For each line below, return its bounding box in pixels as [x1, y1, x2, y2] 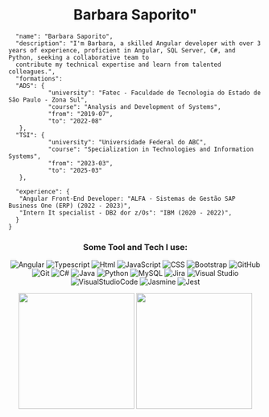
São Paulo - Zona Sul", [8, 95, 89, 104]
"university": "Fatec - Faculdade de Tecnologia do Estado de [48, 89, 262, 97]
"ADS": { [15, 81, 45, 90]
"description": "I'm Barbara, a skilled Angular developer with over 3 [15, 39, 262, 48]
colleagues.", [8, 67, 56, 76]
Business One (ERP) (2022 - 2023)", [8, 202, 131, 210]
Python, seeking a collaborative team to [8, 53, 150, 61]
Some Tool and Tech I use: [83, 241, 188, 252]
